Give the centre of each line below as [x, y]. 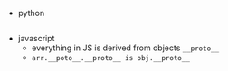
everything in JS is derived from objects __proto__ [125, 48]
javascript [36, 38]
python [31, 13]
